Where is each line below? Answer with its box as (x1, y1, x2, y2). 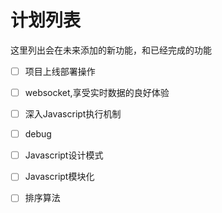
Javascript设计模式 (24, 149, 104, 161)
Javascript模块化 (24, 171, 95, 183)
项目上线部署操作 (24, 65, 96, 77)
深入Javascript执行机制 (24, 108, 122, 120)
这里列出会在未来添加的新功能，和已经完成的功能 (10, 44, 212, 56)
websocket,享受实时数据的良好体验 (24, 87, 170, 98)
